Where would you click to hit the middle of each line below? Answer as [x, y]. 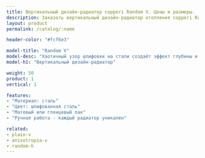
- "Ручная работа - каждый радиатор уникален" [67, 118]
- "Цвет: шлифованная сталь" [43, 107]
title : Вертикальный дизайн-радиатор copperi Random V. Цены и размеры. [101, 12]
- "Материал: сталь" [33, 101]
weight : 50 [20, 73]
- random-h [20, 146]
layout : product [27, 23]
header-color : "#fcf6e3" [38, 40]
